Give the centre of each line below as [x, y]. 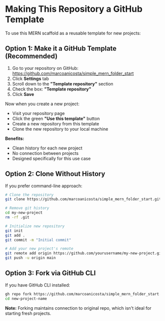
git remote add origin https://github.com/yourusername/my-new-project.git [84, 253]
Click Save [23, 94]
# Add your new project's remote [39, 249]
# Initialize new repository [35, 226]
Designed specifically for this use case [51, 158]
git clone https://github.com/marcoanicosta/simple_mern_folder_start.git [83, 199]
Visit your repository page [39, 113]
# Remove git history [27, 208]
